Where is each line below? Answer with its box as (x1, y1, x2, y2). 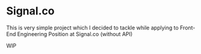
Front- (179, 24, 196, 31)
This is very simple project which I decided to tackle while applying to (6, 24, 179, 31)
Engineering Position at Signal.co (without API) (17, 30, 133, 37)
